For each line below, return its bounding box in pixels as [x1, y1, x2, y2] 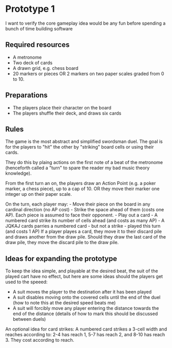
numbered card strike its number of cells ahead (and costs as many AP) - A [5, 217, 165, 224]
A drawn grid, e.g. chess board [12, 65, 79, 71]
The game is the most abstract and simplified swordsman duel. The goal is [5, 138, 163, 144]
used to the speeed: [5, 279, 48, 285]
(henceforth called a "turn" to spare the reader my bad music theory [5, 165, 150, 171]
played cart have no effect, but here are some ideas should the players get [5, 273, 163, 280]
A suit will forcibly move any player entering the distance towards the [12, 305, 159, 312]
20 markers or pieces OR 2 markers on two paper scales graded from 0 [12, 70, 164, 77]
